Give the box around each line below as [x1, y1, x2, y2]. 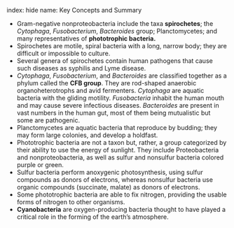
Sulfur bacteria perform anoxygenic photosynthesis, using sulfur [16, 168, 204, 176]
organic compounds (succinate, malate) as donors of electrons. [16, 183, 200, 191]
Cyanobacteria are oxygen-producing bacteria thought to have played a [16, 206, 226, 213]
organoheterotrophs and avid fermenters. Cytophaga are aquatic [16, 87, 205, 94]
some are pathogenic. [16, 116, 81, 124]
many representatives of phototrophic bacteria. [16, 34, 156, 43]
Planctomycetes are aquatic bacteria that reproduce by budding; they [16, 124, 218, 131]
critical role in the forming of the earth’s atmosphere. [16, 213, 169, 221]
